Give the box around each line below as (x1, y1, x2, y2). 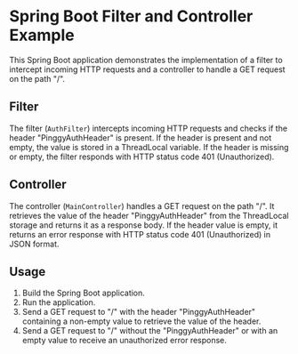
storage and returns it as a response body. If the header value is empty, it (9, 220, 278, 230)
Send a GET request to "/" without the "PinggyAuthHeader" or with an (21, 326, 278, 336)
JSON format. (9, 238, 60, 249)
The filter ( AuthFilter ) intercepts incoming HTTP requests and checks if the (9, 123, 287, 133)
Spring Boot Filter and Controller (9, 6, 254, 27)
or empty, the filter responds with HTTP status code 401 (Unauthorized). (9, 151, 275, 162)
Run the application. (21, 297, 96, 308)
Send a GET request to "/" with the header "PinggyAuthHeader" (21, 307, 256, 318)
